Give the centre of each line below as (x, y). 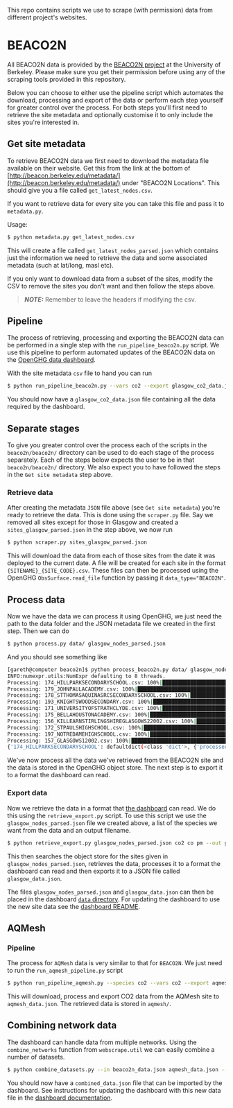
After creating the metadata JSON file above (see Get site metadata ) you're (114, 508)
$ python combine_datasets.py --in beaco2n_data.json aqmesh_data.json (113, 1070)
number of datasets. (36, 1057)
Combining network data (62, 1025)
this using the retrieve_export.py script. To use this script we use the (107, 815)
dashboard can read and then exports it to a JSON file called (94, 871)
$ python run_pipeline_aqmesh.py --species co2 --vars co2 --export (108, 983)
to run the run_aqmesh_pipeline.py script (65, 971)
